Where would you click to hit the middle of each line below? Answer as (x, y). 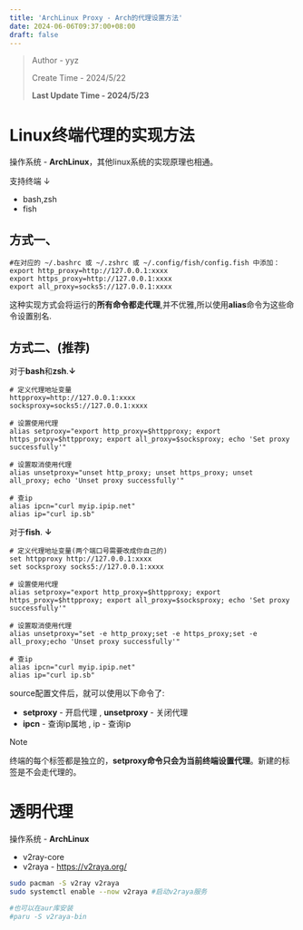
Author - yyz (55, 61)
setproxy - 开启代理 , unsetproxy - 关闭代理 (105, 712)
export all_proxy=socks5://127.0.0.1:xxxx (91, 287)
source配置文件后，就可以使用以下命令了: (87, 693)
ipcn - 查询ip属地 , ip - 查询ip (77, 723)
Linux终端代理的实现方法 (102, 135)
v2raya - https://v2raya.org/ (74, 866)
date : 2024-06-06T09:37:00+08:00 (73, 26)
